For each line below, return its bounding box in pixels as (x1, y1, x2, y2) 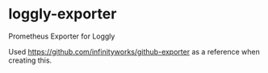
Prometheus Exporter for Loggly (8, 31, 115, 41)
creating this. (8, 55, 52, 65)
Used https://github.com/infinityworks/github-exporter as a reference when (8, 47, 260, 56)
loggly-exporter (8, 5, 117, 23)
